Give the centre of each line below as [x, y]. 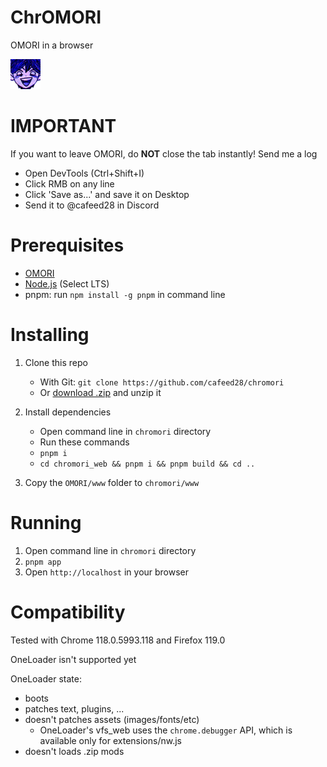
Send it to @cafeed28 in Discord [92, 205]
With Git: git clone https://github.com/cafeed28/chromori [162, 382]
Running [46, 522]
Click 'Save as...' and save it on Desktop [107, 194]
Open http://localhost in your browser [107, 572]
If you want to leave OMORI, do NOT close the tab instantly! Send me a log [164, 153]
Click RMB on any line [69, 183]
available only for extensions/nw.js [110, 740]
